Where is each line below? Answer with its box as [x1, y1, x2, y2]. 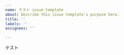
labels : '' [5, 21, 28, 26]
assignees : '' [5, 26, 35, 31]
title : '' [5, 16, 26, 21]
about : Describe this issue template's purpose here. [5, 12, 120, 17]
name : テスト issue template [5, 7, 64, 12]
